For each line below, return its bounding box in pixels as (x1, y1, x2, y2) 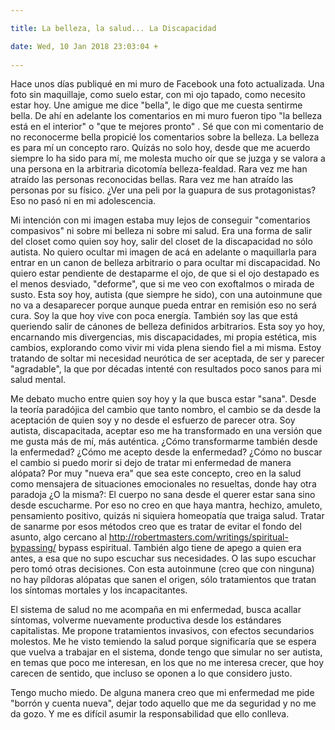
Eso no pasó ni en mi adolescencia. (10, 195, 157, 207)
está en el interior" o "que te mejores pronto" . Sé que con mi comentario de (10, 121, 324, 133)
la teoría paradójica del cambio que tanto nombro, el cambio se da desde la (10, 404, 322, 416)
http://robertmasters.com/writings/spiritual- (108, 531, 289, 543)
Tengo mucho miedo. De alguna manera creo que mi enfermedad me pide (10, 687, 315, 699)
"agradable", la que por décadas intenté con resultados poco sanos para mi (10, 363, 322, 375)
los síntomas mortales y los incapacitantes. (10, 584, 188, 596)
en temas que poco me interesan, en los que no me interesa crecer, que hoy (10, 657, 324, 669)
